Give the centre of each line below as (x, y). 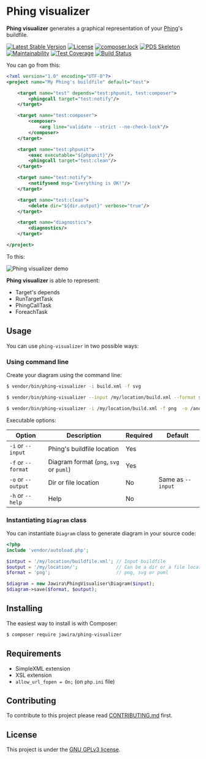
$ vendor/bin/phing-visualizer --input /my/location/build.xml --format (101, 397)
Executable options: (31, 420)
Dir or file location (74, 482)
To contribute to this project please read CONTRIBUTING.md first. (90, 715)
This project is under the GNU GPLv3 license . (63, 750)
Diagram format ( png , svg (84, 462)
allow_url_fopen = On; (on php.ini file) (65, 681)
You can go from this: (33, 65)
